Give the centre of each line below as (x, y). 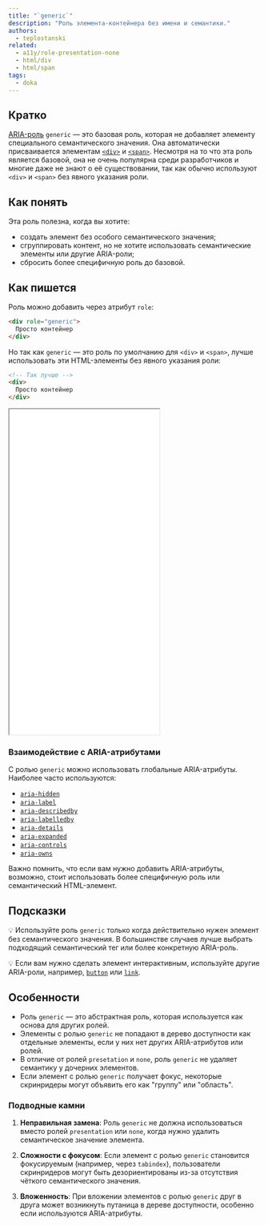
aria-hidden (40, 794)
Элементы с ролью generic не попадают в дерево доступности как (135, 1033)
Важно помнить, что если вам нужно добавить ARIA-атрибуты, (116, 869)
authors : (23, 30)
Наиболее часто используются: (62, 778)
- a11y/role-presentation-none (68, 53)
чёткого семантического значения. (80, 1181)
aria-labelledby (47, 820)
